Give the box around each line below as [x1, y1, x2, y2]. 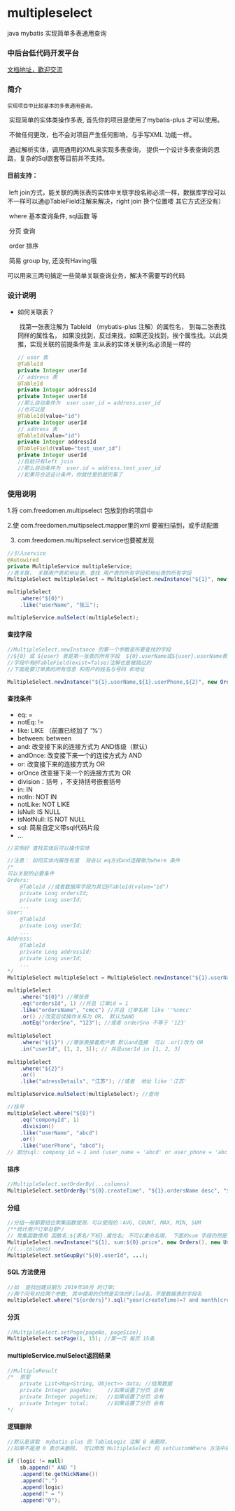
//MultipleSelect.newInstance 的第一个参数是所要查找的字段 [7, 646, 171, 654]
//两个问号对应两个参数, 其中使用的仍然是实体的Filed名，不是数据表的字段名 [7, 1290, 202, 1298]
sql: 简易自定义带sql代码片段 [17, 823, 100, 831]
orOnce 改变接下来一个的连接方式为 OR [17, 768, 131, 777]
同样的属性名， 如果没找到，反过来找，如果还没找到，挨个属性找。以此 [17, 331, 222, 340]
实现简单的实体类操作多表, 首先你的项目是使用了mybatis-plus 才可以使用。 [8, 115, 224, 124]
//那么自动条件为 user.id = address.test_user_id [17, 464, 161, 472]
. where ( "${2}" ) [20, 1065, 64, 1072]
